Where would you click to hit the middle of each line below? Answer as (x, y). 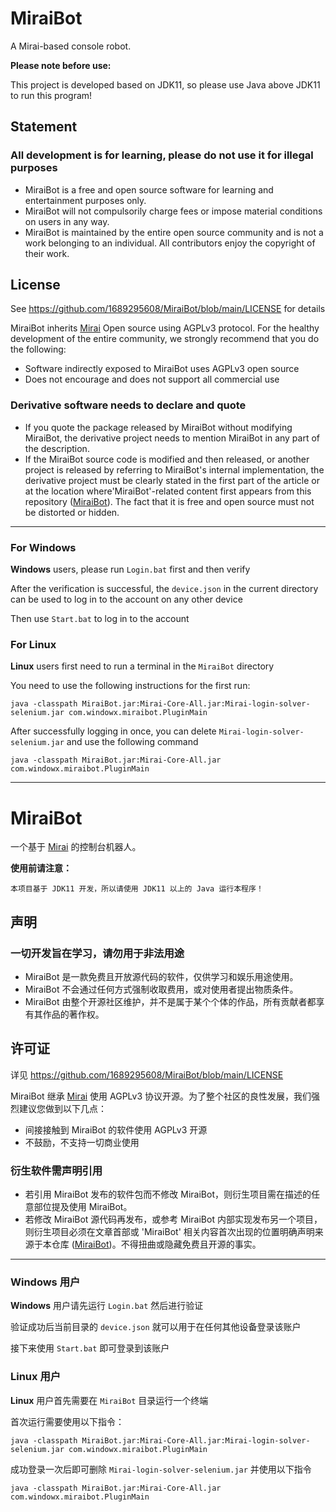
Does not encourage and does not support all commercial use (152, 379)
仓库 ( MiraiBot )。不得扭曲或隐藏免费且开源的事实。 (156, 1244)
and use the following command (132, 742)
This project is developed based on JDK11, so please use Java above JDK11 (165, 84)
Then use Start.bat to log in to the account (100, 619)
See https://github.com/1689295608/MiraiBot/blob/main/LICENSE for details (168, 309)
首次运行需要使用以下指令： (67, 1421)
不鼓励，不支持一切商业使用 (82, 1142)
